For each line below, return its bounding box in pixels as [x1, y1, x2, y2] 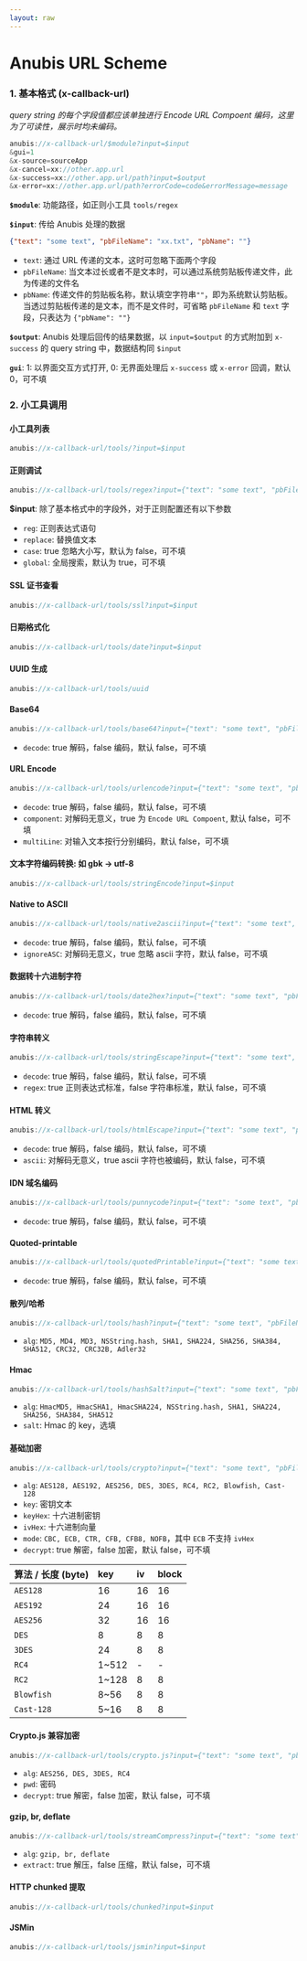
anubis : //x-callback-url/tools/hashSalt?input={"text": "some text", [9, 1384, 281, 1394]
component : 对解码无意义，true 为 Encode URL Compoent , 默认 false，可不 [22, 813, 291, 824]
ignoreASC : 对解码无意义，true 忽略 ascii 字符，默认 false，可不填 [22, 948, 269, 959]
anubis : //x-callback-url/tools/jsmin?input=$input [9, 1942, 206, 1952]
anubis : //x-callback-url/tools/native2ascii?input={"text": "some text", [9, 919, 297, 928]
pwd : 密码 [22, 1778, 57, 1789]
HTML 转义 [9, 1104, 52, 1115]
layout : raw [9, 13, 55, 23]
